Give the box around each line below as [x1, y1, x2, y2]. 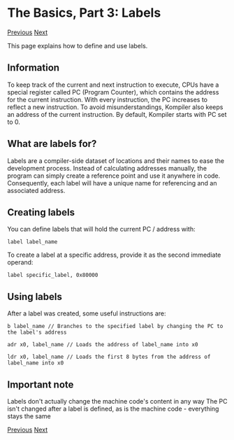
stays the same [7, 412, 51, 420]
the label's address [7, 329, 68, 336]
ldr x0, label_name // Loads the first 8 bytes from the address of [7, 353, 211, 361]
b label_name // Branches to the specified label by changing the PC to [7, 323, 224, 330]
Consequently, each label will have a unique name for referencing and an [7, 178, 217, 187]
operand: [7, 258, 34, 267]
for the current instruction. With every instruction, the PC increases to [7, 95, 208, 104]
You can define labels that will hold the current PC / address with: [7, 225, 196, 234]
